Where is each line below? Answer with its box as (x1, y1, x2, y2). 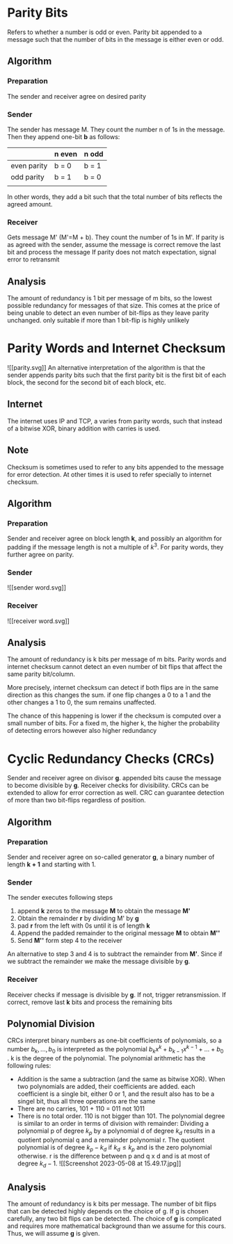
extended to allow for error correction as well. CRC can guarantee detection (7, 789, 225, 797)
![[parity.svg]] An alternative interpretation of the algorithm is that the (7, 363, 205, 371)
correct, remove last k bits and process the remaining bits (7, 998, 172, 1006)
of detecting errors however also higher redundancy (7, 727, 157, 735)
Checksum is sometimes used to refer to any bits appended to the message (7, 462, 224, 471)
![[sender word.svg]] (7, 583, 67, 592)
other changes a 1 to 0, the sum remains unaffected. (7, 698, 156, 706)
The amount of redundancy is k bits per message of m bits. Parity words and (7, 655, 227, 663)
